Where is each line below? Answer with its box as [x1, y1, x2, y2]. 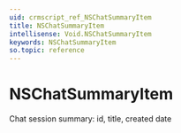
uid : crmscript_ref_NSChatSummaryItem [9, 12, 152, 22]
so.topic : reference [9, 46, 86, 55]
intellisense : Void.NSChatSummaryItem [9, 29, 152, 38]
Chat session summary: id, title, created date [9, 113, 172, 124]
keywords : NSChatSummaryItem [9, 37, 117, 47]
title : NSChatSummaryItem [9, 21, 104, 30]
